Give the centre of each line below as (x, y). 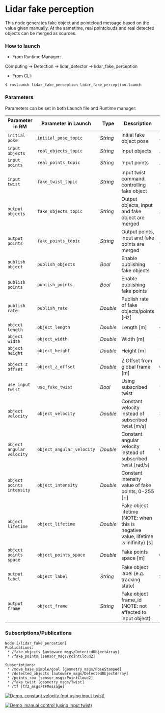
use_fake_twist (55, 387)
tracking (131, 579)
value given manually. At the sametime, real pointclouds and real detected (80, 28)
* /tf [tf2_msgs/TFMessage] (36, 686)
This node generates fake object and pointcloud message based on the (77, 23)
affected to (134, 612)
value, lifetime (137, 536)
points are (133, 244)
